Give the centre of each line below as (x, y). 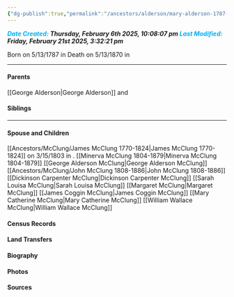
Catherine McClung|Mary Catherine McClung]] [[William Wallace (100, 200)
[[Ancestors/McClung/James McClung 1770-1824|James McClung (102, 148)
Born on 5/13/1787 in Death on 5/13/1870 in (69, 54)
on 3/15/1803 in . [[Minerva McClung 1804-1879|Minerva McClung (122, 156)
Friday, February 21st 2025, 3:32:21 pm (65, 41)
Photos (18, 271)
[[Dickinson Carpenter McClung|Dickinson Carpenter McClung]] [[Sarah (111, 178)
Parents (19, 77)
